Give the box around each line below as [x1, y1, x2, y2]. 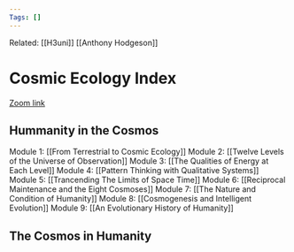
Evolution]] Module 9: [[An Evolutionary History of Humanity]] [9, 202, 235, 213]
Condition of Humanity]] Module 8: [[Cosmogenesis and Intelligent [9, 194, 252, 204]
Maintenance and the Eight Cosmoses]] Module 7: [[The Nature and [9, 184, 257, 195]
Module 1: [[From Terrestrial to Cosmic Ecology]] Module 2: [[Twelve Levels [9, 147, 285, 157]
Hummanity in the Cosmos [9, 123, 159, 138]
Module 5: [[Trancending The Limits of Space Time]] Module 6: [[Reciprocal [9, 174, 286, 186]
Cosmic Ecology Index [9, 68, 177, 88]
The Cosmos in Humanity [9, 228, 152, 243]
